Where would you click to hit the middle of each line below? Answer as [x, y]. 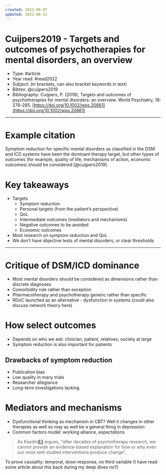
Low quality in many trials [38, 377]
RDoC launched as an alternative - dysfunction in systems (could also [83, 300]
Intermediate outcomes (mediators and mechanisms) [73, 220]
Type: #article [26, 74]
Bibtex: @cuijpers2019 [35, 89]
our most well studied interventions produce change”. [72, 452]
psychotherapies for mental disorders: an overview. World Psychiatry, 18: [86, 100]
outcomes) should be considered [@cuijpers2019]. [57, 165]
